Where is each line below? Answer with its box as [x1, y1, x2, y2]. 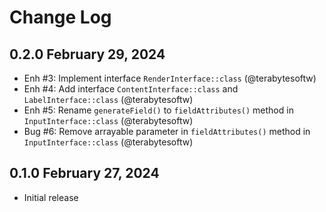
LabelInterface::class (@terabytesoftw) [23, 94, 194, 105]
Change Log [9, 6, 112, 29]
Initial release [23, 191, 79, 203]
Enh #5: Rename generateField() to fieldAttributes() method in [23, 104, 294, 116]
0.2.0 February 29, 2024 [9, 46, 166, 63]
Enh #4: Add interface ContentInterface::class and [23, 83, 239, 95]
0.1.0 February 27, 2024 [9, 165, 160, 182]
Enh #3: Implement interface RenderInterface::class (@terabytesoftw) [23, 72, 317, 84]
